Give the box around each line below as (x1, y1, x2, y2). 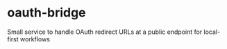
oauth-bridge (7, 5, 86, 21)
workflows (19, 35, 51, 43)
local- (203, 28, 221, 36)
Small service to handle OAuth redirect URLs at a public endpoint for (7, 28, 203, 36)
